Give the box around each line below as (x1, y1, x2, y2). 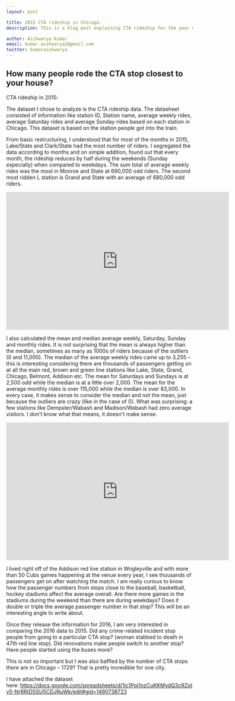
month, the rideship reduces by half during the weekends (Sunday (6, 155, 168, 162)
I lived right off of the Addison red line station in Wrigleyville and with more (6, 565, 189, 572)
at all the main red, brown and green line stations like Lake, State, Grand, (6, 366, 183, 373)
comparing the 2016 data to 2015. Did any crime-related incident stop (6, 627, 176, 634)
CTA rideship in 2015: (6, 93, 58, 101)
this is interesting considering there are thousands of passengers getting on (6, 360, 192, 367)
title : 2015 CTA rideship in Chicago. (6, 19, 102, 26)
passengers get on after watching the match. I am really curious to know (6, 577, 183, 584)
